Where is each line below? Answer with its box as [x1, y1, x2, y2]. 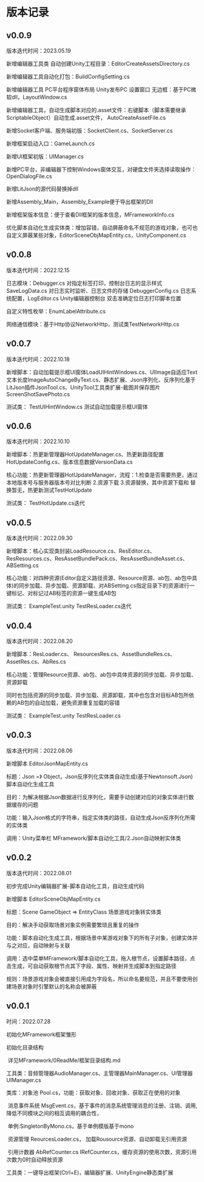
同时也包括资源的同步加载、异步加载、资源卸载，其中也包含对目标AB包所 [6, 691, 189, 699]
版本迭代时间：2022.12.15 [6, 266, 70, 274]
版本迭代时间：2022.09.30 [6, 534, 73, 542]
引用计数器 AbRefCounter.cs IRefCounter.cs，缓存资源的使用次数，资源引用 [7, 1148, 197, 1155]
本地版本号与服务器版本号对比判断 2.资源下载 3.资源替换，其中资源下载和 [6, 479, 189, 486]
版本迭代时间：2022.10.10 [6, 438, 70, 445]
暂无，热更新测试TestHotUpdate [11, 486, 92, 494]
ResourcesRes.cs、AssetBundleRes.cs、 [73, 651, 176, 658]
